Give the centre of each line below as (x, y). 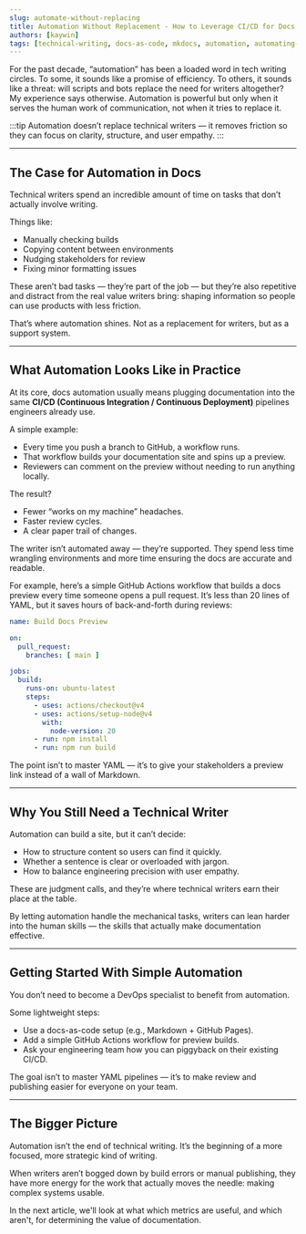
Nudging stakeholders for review (84, 259)
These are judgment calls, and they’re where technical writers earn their (144, 888)
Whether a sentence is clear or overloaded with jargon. (126, 861)
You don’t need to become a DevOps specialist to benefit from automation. (149, 994)
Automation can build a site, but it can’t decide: (98, 834)
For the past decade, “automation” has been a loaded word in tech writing (148, 69)
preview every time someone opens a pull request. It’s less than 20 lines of (149, 595)
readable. (27, 567)
